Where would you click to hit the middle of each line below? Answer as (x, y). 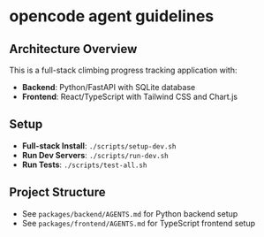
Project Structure (57, 192)
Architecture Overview (73, 49)
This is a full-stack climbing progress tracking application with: (123, 70)
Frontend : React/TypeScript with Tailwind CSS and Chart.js (130, 96)
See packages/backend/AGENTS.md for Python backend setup (130, 213)
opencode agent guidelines (112, 16)
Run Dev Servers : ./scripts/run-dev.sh (95, 155)
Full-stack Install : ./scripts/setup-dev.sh (99, 145)
